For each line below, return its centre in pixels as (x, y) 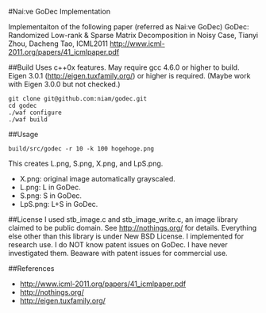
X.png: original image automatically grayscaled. (98, 179)
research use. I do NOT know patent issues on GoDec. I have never (118, 244)
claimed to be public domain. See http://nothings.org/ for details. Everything (133, 228)
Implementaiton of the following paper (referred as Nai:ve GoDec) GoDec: (129, 27)
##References (31, 268)
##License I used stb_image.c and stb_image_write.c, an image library (123, 219)
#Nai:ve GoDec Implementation (60, 11)
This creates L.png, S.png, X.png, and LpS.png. (86, 163)
